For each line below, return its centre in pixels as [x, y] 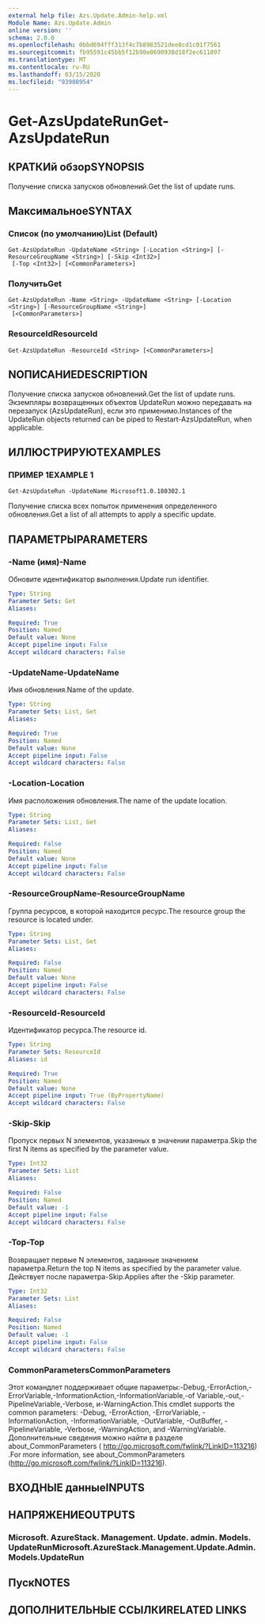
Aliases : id [28, 1059]
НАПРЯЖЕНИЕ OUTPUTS [72, 1515]
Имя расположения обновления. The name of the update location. [118, 801]
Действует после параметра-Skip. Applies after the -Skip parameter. [122, 1276]
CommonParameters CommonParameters [90, 1370]
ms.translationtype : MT [47, 60]
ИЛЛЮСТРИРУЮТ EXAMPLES [85, 452]
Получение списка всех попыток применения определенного [113, 506]
